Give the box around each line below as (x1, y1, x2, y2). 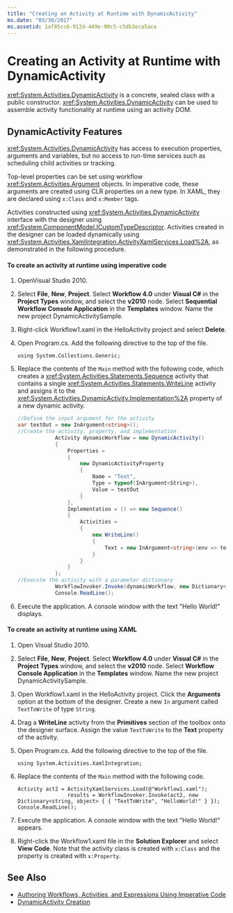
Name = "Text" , (92, 474, 136, 480)
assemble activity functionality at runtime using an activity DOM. (7, 106, 193, 114)
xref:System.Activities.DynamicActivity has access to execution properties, (7, 144, 223, 153)
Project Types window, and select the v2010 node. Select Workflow (17, 662, 214, 670)
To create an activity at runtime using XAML (7, 625, 137, 633)
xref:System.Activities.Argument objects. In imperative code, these (7, 180, 199, 188)
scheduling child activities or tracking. (7, 159, 116, 168)
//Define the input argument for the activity (17, 415, 155, 422)
